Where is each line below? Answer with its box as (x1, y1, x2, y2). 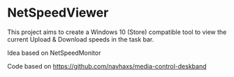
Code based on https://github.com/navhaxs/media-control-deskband (7, 62, 207, 70)
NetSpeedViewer (7, 5, 109, 21)
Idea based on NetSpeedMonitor (7, 49, 101, 57)
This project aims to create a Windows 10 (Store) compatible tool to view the (7, 28, 227, 36)
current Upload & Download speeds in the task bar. (7, 35, 154, 43)
